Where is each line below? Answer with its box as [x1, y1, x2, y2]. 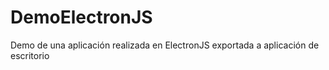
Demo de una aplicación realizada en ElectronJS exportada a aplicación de [10, 39, 320, 51]
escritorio [10, 49, 50, 61]
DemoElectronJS [10, 6, 153, 29]
